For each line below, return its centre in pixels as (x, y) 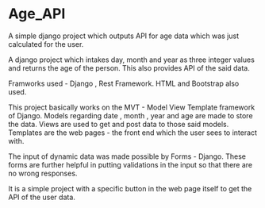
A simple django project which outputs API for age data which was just (124, 36)
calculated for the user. (46, 44)
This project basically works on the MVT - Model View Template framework (132, 107)
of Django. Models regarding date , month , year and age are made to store (131, 115)
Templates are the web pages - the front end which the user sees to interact (133, 133)
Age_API (37, 14)
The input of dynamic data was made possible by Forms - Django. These (127, 156)
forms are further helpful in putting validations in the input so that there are (131, 164)
